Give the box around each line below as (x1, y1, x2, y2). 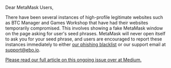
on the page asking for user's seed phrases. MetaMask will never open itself (5, 31, 165, 36)
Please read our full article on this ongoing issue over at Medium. (5, 57, 141, 63)
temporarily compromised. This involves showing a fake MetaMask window (5, 25, 163, 31)
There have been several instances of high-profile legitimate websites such (5, 14, 163, 20)
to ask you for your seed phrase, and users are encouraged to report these (5, 36, 162, 42)
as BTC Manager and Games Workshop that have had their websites (5, 20, 149, 26)
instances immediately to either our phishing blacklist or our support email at (5, 41, 166, 48)
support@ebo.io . (5, 47, 41, 53)
